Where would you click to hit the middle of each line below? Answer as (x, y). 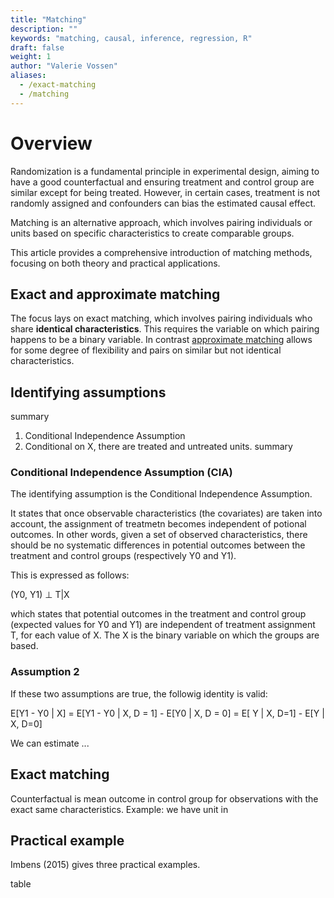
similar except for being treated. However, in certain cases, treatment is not (165, 192)
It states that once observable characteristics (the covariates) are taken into (166, 513)
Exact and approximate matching (115, 294)
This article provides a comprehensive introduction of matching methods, (161, 252)
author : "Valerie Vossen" (64, 66)
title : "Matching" (48, 19)
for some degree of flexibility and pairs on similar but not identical (146, 350)
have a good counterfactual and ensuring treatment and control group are (162, 182)
